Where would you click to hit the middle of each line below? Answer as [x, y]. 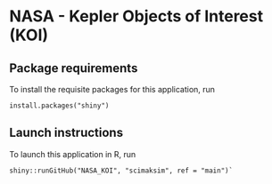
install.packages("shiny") [59, 106]
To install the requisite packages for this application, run [112, 89]
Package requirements [74, 68]
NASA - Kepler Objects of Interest [136, 16]
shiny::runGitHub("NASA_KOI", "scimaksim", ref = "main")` [121, 171]
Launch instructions [66, 133]
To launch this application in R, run [73, 154]
